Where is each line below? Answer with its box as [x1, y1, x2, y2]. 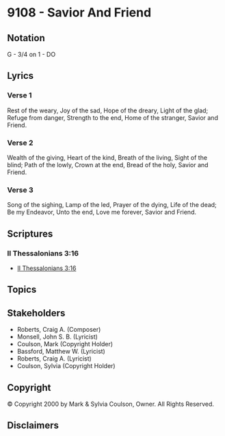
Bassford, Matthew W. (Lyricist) [16, 348, 106, 356]
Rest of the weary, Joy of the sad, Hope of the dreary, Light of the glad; [7, 106, 209, 114]
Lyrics [7, 70, 34, 82]
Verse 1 [7, 90, 32, 100]
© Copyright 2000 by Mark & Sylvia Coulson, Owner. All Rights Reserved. [7, 400, 214, 408]
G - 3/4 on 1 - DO [7, 50, 56, 58]
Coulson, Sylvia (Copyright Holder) [16, 362, 116, 370]
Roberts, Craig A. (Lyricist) [16, 354, 92, 363]
